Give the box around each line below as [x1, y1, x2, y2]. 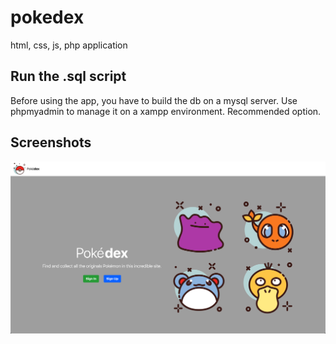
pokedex [10, 6, 85, 29]
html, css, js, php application [10, 39, 128, 51]
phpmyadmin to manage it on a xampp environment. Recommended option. [10, 105, 322, 117]
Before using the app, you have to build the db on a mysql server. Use [10, 94, 298, 106]
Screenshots [10, 134, 92, 151]
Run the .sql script [10, 68, 127, 85]
